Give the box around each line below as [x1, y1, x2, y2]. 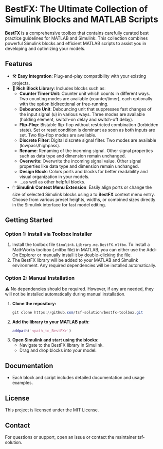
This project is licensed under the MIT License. [5, 407, 99, 413]
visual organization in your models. [19, 174, 90, 180]
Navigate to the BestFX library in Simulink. [19, 342, 104, 348]
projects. [12, 80, 30, 86]
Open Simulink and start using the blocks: [12, 337, 99, 343]
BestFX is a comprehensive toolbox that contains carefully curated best [5, 30, 149, 36]
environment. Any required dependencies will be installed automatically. [12, 263, 157, 269]
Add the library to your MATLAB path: [12, 319, 90, 325]
